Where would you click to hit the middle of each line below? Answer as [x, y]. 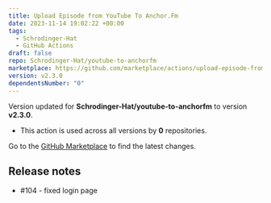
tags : [17, 31]
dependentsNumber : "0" [46, 83]
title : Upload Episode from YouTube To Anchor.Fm [94, 16]
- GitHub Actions [45, 46]
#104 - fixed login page [59, 191]
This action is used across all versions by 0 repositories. [113, 130]
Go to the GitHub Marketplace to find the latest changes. [102, 146]
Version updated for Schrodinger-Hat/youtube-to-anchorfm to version [128, 106]
